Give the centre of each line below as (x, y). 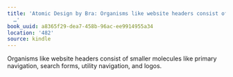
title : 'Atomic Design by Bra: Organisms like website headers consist (113, 13)
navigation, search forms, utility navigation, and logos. (85, 66)
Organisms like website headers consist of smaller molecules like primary (112, 58)
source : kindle (29, 39)
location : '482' (31, 33)
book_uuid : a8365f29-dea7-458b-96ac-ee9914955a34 (80, 26)
